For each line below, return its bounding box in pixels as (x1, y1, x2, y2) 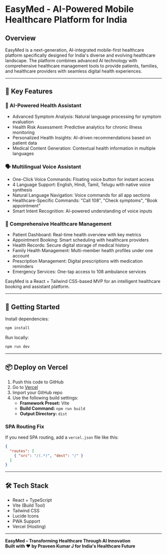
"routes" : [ (9, 449, 35, 454)
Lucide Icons (12, 513, 39, 519)
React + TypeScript (12, 497, 52, 503)
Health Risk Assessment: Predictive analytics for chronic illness (12, 124, 143, 130)
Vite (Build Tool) (12, 502, 46, 508)
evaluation (12, 118, 34, 125)
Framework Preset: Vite (19, 400, 70, 406)
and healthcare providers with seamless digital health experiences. (5, 68, 143, 74)
